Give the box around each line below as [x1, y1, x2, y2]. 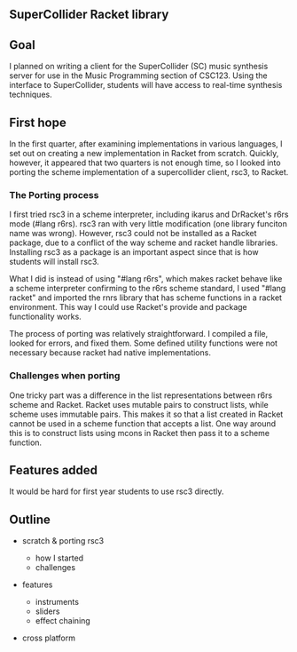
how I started [35, 553, 84, 563]
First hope [9, 115, 66, 130]
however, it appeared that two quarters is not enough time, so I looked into [9, 157, 281, 168]
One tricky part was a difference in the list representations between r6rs [9, 390, 273, 401]
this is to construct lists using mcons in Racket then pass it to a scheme [9, 427, 270, 438]
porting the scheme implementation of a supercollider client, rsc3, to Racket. [9, 167, 289, 178]
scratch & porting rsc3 [21, 536, 105, 546]
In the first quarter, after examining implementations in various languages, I [9, 139, 283, 149]
